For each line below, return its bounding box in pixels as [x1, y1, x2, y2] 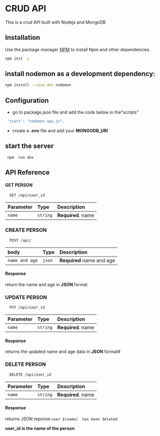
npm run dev [7, 155, 34, 160]
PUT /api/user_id [9, 305, 45, 310]
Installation [5, 33, 40, 42]
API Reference [5, 168, 50, 177]
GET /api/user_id [9, 193, 45, 198]
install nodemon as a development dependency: [5, 70, 156, 78]
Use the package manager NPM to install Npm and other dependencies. [5, 46, 151, 52]
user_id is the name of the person [5, 425, 75, 431]
